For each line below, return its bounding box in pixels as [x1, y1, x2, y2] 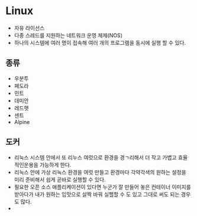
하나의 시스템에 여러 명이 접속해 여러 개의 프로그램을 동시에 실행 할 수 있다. [14, 39, 186, 46]
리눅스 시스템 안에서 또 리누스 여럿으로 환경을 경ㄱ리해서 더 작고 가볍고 [14, 153, 177, 161]
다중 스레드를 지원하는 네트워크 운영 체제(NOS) [14, 31, 122, 39]
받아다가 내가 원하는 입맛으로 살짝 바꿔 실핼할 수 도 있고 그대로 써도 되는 [14, 191, 180, 198]
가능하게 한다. [40, 161, 72, 168]
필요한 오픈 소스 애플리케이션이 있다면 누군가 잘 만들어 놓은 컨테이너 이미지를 [14, 183, 192, 190]
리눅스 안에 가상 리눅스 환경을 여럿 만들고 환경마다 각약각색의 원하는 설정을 [14, 168, 187, 175]
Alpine [14, 118, 30, 125]
